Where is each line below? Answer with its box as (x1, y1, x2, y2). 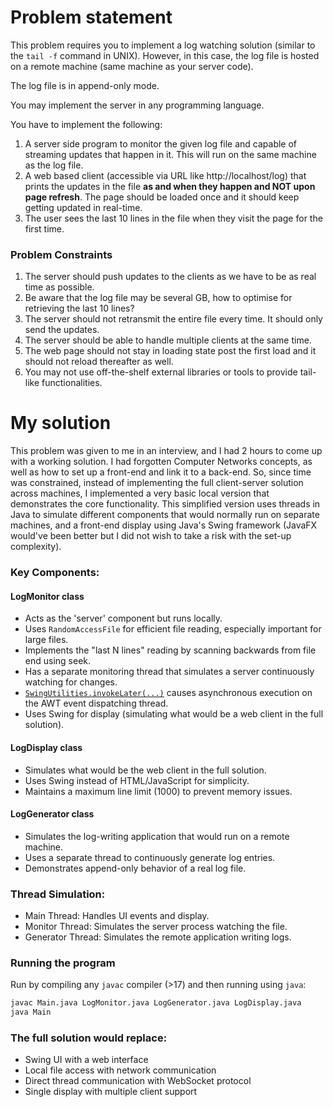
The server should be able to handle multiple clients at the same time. (24, 334, 312, 346)
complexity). (10, 541, 62, 553)
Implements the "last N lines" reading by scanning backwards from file (24, 644, 317, 656)
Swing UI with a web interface (24, 1054, 149, 1066)
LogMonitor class (10, 590, 85, 602)
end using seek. (24, 655, 92, 667)
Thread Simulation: (10, 887, 106, 901)
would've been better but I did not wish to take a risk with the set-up (10, 530, 292, 542)
